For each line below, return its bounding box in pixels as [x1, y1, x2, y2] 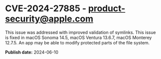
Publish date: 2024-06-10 [5, 49, 59, 55]
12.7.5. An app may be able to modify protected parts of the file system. [5, 39, 150, 45]
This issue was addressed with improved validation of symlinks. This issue [5, 29, 156, 35]
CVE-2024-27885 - [5, 3, 87, 14]
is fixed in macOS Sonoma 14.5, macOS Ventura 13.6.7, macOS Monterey [5, 35, 152, 40]
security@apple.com [5, 13, 94, 24]
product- [88, 3, 126, 14]
